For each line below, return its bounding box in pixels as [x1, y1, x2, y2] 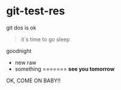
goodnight [6, 47, 32, 55]
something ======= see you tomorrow [14, 65, 115, 73]
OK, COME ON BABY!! [6, 77, 61, 84]
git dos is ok [6, 24, 37, 31]
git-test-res [6, 4, 65, 18]
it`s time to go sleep [20, 35, 70, 43]
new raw [14, 59, 37, 66]
